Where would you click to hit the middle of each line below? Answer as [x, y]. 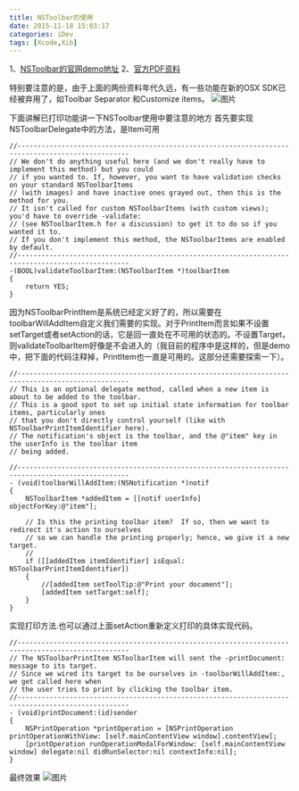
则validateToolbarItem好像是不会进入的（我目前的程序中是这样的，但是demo [149, 346]
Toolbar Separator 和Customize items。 [137, 99]
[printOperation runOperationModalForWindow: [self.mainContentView [155, 745]
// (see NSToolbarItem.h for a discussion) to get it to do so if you [143, 224]
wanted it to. [36, 232]
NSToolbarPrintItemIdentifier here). [79, 429]
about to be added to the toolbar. [75, 397]
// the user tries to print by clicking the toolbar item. [121, 690]
